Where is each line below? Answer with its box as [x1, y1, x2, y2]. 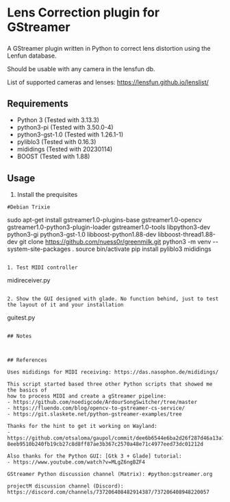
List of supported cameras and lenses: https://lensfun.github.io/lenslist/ [7, 77, 209, 86]
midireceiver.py [7, 276, 51, 285]
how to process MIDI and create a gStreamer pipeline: [7, 393, 167, 400]
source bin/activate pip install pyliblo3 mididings [75, 245, 212, 253]
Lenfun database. [7, 51, 57, 60]
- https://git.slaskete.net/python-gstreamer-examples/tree [7, 411, 183, 418]
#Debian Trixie [7, 204, 51, 211]
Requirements [7, 97, 68, 109]
